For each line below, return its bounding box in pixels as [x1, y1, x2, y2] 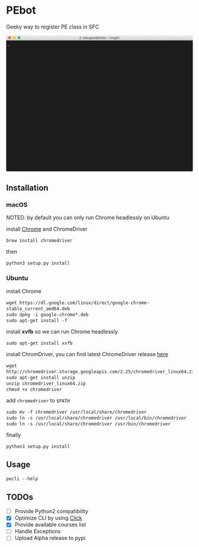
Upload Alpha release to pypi [14, 535, 86, 542]
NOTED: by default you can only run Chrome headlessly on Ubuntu [6, 214, 170, 221]
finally [6, 431, 21, 439]
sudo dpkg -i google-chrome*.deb [6, 312, 89, 318]
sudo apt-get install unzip [6, 375, 76, 380]
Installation [6, 183, 49, 193]
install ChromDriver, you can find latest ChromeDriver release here [6, 350, 169, 357]
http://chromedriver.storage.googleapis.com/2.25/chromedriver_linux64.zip [6, 369, 197, 375]
